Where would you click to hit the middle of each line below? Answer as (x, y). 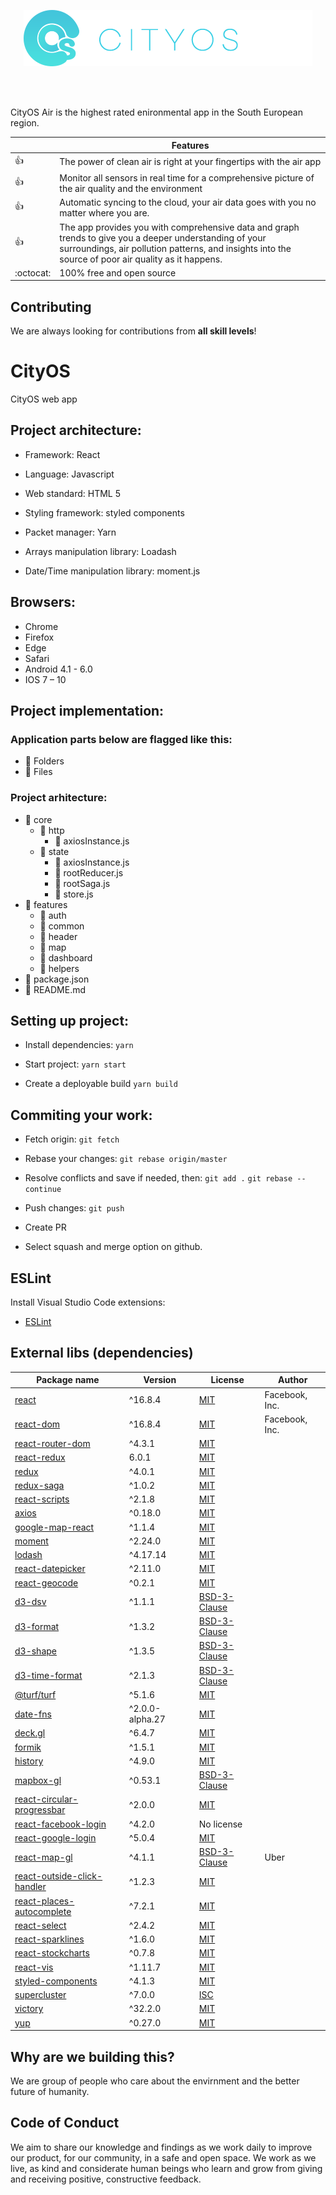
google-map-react (54, 1527)
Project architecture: (76, 430)
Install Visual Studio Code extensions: (88, 1302)
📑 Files (38, 772)
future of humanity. (50, 2091)
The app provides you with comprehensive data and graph (179, 227)
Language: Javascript (69, 474)
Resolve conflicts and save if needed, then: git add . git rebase (158, 1178)
